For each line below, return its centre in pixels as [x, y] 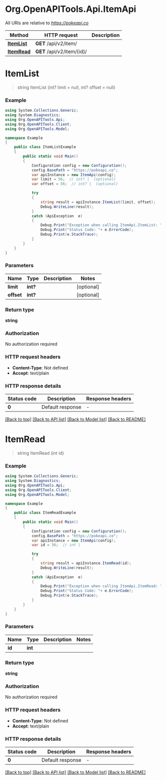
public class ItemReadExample [45, 513]
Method [19, 35]
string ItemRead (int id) [41, 453]
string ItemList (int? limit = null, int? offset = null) [66, 87]
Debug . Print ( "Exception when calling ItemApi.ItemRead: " [101, 586]
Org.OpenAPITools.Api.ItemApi [71, 9]
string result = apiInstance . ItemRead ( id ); [86, 563]
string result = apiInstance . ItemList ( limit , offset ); [98, 202]
